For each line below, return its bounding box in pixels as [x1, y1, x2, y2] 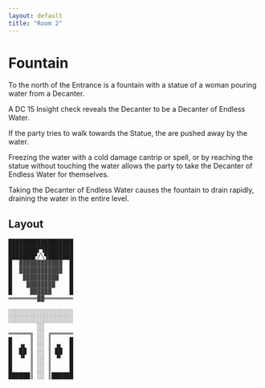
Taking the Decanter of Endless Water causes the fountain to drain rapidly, [8, 186, 255, 195]
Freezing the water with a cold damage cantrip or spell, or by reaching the [8, 153, 254, 162]
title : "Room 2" [8, 19, 63, 27]
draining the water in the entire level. [8, 194, 130, 203]
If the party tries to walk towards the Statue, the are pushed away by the [8, 129, 247, 138]
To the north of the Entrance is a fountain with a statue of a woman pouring [8, 80, 257, 90]
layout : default [8, 11, 63, 20]
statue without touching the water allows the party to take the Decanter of [8, 161, 253, 171]
